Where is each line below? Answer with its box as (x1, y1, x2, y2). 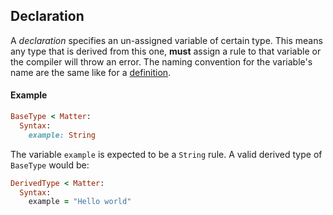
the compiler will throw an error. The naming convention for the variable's (10, 55, 313, 68)
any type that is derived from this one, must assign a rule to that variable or (10, 45, 322, 57)
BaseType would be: (10, 159, 90, 171)
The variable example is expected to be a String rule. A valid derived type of (10, 148, 323, 160)
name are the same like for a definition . (10, 66, 172, 78)
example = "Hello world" (28, 197, 132, 207)
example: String (28, 130, 97, 140)
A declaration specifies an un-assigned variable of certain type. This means (10, 34, 323, 46)
